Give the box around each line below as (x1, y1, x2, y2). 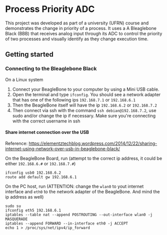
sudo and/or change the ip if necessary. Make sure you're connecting (12, 113, 156, 118)
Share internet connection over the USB (5, 129, 89, 135)
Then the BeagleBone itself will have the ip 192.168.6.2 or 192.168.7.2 (12, 102, 157, 108)
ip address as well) (5, 194, 44, 200)
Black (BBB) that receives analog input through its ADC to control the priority (5, 30, 163, 36)
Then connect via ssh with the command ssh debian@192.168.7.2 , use (12, 107, 157, 113)
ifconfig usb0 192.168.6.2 (5, 170, 61, 175)
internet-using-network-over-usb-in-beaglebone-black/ (5, 145, 121, 151)
